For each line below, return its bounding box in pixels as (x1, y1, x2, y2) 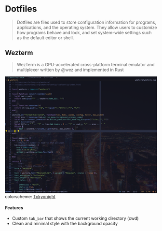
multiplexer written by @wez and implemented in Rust (16, 67, 124, 72)
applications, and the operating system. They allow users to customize (16, 24, 157, 30)
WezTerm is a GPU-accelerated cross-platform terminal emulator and (16, 61, 155, 67)
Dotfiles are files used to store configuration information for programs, (16, 19, 157, 25)
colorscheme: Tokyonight (5, 194, 55, 200)
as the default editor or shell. (16, 35, 74, 41)
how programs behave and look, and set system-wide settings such (16, 29, 152, 35)
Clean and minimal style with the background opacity (12, 221, 118, 227)
